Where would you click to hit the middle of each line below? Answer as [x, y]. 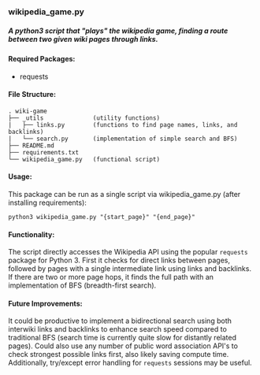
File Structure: [32, 95]
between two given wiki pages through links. [84, 39]
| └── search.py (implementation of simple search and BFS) [123, 139]
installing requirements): [47, 202]
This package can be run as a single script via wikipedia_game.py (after [124, 194]
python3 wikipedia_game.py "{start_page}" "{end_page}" [102, 217]
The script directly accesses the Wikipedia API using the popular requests [128, 252]
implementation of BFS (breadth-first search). [82, 285]
